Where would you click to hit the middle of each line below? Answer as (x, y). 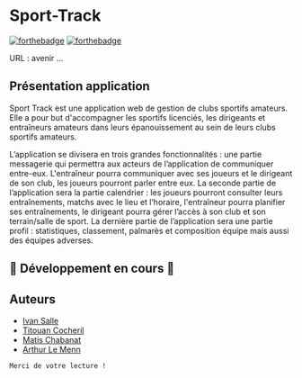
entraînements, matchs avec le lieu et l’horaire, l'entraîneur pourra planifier (147, 202)
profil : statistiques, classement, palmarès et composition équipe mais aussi (149, 230)
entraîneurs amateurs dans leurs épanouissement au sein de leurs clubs (142, 127)
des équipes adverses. (52, 240)
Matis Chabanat (52, 339)
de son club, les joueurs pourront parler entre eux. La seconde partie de (143, 183)
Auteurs (33, 299)
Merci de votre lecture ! (58, 365)
